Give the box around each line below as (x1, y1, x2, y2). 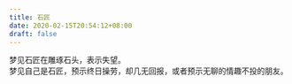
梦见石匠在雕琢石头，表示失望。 (9, 55, 126, 65)
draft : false (9, 29, 58, 38)
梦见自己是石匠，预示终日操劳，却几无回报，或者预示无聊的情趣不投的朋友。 (9, 65, 288, 76)
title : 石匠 (9, 12, 50, 22)
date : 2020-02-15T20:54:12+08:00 (9, 21, 133, 30)
